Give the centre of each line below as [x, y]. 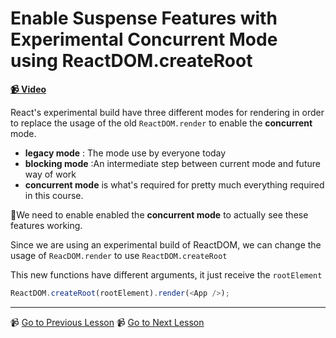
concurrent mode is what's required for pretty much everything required [174, 184]
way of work [50, 174]
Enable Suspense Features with [144, 18]
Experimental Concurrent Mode [144, 39]
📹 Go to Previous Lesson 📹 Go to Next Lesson [107, 322]
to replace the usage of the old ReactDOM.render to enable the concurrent [161, 123]
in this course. [54, 195]
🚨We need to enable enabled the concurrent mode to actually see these [159, 214]
